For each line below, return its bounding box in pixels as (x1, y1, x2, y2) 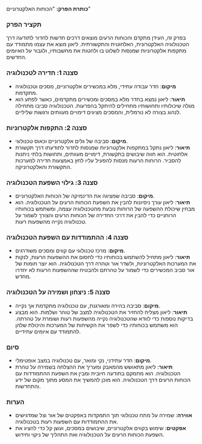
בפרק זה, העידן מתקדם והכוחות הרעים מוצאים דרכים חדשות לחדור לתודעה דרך (6, 34, 186, 41)
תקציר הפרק (6, 20, 42, 29)
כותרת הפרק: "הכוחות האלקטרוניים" (6, 5, 91, 12)
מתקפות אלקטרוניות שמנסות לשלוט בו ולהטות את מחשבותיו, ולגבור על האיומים (6, 47, 187, 54)
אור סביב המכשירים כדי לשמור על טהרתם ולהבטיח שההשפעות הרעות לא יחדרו (15, 266, 195, 274)
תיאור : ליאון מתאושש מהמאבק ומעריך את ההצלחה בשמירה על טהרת (15, 363, 173, 370)
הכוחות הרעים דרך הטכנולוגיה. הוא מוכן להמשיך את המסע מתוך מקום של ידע (15, 376, 191, 384)
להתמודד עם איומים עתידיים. (15, 328, 81, 335)
